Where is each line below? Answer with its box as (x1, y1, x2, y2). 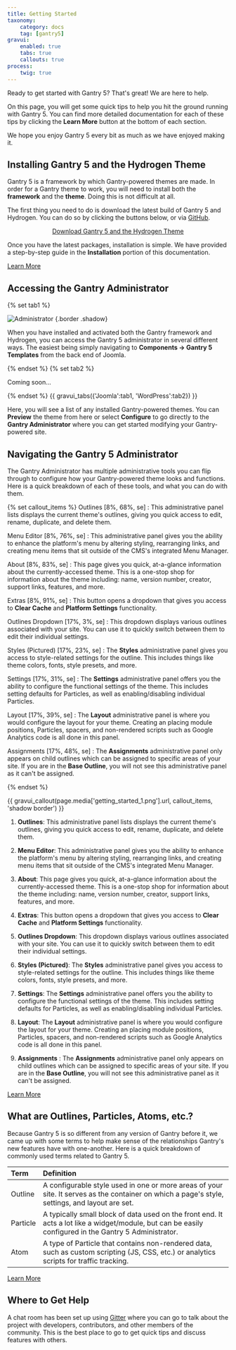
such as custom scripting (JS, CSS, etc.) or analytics (42, 1247, 216, 1257)
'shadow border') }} (7, 804, 65, 812)
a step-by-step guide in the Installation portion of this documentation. (7, 248, 211, 257)
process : (7, 63, 33, 70)
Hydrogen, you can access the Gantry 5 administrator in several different (7, 336, 218, 344)
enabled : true (20, 43, 61, 50)
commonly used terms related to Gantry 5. (7, 1151, 130, 1160)
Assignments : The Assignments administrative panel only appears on (17, 1054, 224, 1062)
